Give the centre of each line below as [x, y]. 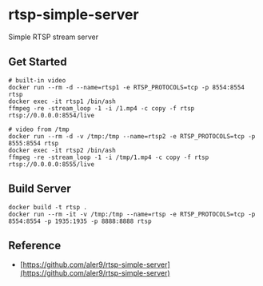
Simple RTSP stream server [54, 37]
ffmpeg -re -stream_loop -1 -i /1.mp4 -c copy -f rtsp [102, 108]
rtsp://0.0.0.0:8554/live [51, 115]
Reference [35, 245]
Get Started [38, 62]
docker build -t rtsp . [48, 207]
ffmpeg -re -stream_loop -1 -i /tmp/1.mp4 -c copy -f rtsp [109, 157]
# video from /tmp [39, 129]
